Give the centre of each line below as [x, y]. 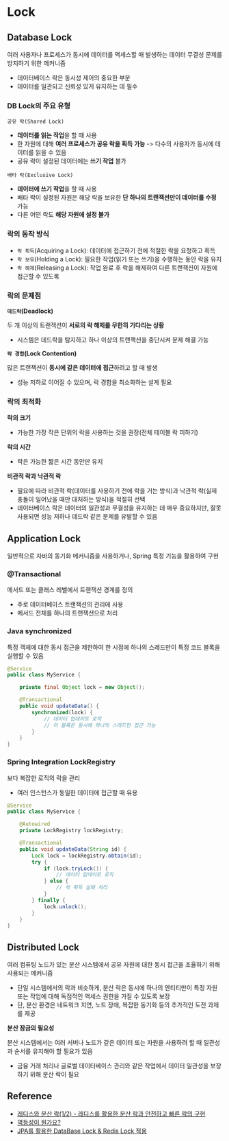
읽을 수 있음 [51, 152]
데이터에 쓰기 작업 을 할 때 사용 [57, 189]
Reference [30, 1096]
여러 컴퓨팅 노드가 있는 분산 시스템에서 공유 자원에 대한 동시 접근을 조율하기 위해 [114, 965]
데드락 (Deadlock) [30, 311]
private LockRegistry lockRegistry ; [72, 831]
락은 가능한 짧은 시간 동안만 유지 [60, 462]
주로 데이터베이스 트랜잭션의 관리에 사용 [70, 604]
